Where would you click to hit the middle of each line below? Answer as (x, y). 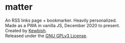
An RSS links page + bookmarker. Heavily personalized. (61, 20)
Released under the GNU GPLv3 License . (46, 36)
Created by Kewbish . (26, 30)
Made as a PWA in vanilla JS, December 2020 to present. (63, 25)
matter (19, 7)
